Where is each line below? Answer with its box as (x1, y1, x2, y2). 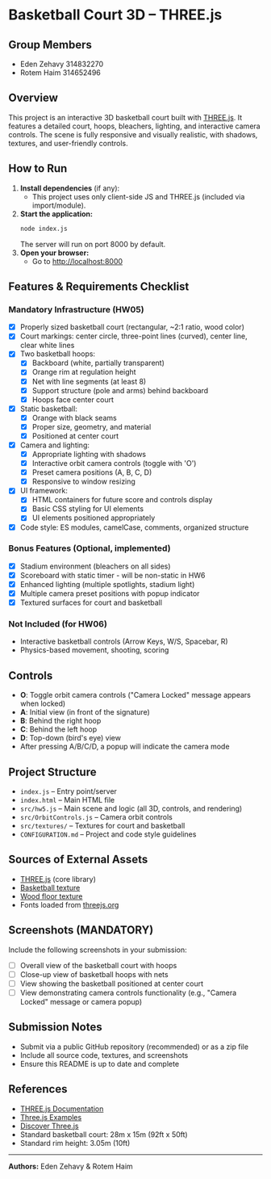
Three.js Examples (19, 1112, 82, 1122)
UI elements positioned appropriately (31, 513, 156, 522)
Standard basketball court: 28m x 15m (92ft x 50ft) (19, 1129, 188, 1139)
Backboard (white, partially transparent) (31, 358, 165, 368)
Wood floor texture (19, 891, 83, 901)
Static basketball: (19, 404, 78, 413)
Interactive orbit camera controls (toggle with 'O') (31, 459, 197, 468)
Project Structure (8, 765, 97, 778)
